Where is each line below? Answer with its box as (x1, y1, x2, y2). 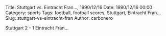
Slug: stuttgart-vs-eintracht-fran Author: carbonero (5, 15, 113, 21)
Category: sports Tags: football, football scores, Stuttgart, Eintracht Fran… (5, 10, 161, 16)
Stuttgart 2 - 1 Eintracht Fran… (5, 25, 69, 31)
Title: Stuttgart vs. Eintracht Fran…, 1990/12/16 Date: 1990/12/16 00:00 (5, 5, 152, 10)
